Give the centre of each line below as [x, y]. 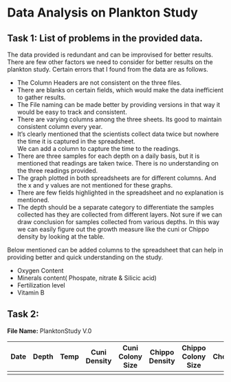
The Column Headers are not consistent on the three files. [99, 83]
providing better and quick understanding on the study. [85, 257]
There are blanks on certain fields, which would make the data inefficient [120, 90]
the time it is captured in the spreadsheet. [76, 141]
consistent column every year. [60, 127]
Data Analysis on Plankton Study [102, 13]
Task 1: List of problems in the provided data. [105, 38]
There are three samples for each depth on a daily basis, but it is [108, 156]
